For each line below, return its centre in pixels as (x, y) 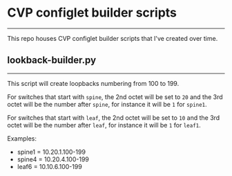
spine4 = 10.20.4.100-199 (53, 159)
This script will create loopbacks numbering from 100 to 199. (93, 83)
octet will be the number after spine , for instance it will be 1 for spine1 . (107, 104)
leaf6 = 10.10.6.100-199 (50, 166)
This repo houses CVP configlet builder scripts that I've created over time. (113, 38)
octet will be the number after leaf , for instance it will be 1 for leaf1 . (104, 125)
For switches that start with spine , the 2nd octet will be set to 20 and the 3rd (115, 97)
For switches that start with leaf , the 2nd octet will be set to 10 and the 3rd (114, 117)
